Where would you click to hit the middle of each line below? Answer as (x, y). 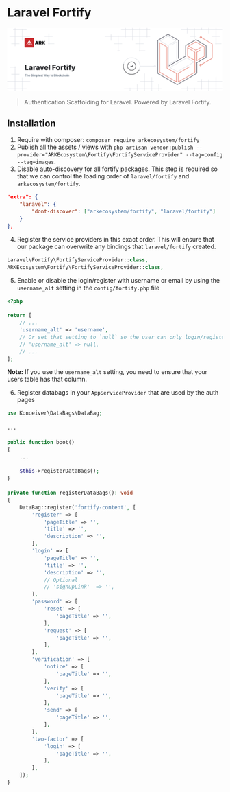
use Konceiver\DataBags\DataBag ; (55, 413)
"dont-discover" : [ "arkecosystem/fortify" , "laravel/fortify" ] (124, 212)
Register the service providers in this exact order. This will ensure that (115, 239)
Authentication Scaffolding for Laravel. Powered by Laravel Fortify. (117, 102)
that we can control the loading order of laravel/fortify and (103, 176)
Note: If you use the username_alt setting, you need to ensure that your (107, 372)
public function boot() (41, 442)
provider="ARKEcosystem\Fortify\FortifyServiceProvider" (100, 155)
